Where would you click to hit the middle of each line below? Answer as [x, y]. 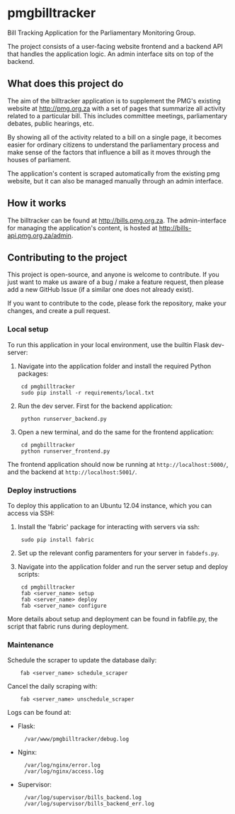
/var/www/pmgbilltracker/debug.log [77, 739]
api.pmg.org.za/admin [40, 235]
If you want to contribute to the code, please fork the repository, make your [117, 303]
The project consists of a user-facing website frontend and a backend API [115, 46]
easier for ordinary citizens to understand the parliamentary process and [113, 145]
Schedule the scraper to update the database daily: [82, 660]
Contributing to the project [67, 258]
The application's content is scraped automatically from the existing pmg [114, 173]
